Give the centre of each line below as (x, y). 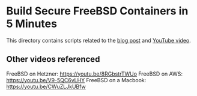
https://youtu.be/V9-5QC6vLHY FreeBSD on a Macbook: (76, 80)
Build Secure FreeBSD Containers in (97, 11)
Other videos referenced (53, 59)
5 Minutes (32, 24)
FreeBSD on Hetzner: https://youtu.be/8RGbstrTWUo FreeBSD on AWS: (95, 74)
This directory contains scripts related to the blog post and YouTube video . (98, 40)
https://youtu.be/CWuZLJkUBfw (46, 86)
